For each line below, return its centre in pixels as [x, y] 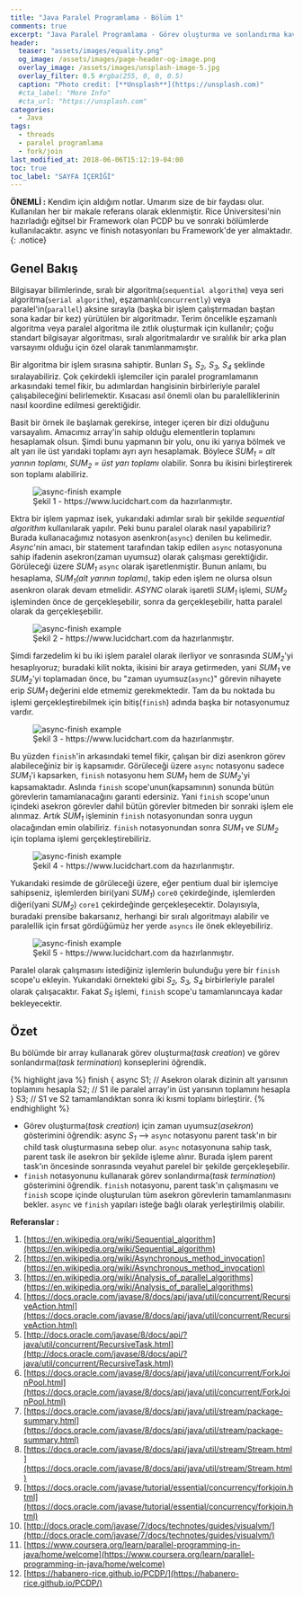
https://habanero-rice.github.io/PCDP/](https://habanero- [133, 1574]
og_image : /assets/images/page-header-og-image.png [117, 59]
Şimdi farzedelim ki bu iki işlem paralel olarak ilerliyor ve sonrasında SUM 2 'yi [152, 657]
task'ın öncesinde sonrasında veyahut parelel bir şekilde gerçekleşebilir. [156, 1167]
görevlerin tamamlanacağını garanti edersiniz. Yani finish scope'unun [140, 796]
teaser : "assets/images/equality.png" [91, 51]
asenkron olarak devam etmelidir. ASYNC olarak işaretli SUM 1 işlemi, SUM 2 [149, 591]
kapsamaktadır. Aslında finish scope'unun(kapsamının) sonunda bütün [143, 786]
